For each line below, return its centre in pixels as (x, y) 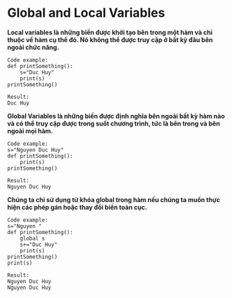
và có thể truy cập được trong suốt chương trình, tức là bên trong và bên (114, 123)
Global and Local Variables (86, 13)
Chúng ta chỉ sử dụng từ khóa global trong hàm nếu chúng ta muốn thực (114, 199)
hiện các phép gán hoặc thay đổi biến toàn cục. (77, 207)
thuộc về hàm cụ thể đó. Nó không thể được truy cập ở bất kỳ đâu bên (110, 39)
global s (32, 238)
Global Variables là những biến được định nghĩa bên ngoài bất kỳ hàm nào (116, 116)
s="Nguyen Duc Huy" (36, 150)
